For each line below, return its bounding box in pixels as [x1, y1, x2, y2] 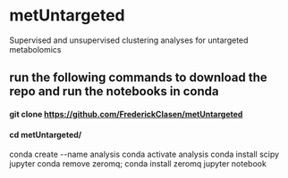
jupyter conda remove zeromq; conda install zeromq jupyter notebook [9, 158, 267, 169]
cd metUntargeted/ [9, 129, 82, 140]
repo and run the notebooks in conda [9, 84, 219, 99]
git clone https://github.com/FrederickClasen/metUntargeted [9, 109, 243, 119]
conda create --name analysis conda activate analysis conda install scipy [9, 149, 280, 160]
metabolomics [9, 44, 62, 54]
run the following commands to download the [9, 70, 267, 85]
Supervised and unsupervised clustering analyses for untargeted [9, 35, 249, 45]
